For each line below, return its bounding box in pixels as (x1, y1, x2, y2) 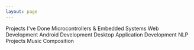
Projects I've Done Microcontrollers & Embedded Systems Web (5, 25, 159, 32)
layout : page (5, 8, 38, 15)
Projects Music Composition (5, 37, 75, 44)
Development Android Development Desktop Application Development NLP (5, 31, 189, 38)
